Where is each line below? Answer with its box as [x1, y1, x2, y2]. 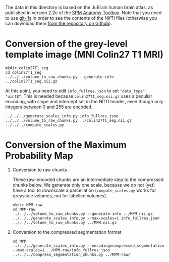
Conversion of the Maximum [5, 139, 127, 151]
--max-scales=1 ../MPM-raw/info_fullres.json [12, 247, 110, 252]
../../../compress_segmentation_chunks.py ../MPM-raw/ [12, 252, 131, 257]
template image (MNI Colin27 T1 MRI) [5, 49, 164, 60]
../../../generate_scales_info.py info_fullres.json [5, 113, 119, 118]
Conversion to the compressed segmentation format [12, 229, 122, 235]
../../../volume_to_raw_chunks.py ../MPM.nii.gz [12, 220, 117, 225]
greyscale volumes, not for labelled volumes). [12, 192, 107, 199]
